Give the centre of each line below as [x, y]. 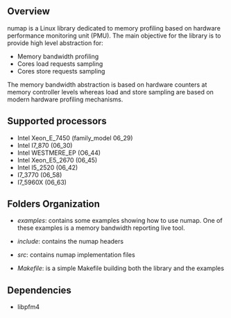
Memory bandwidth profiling [58, 56]
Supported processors [57, 121]
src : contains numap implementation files [76, 255]
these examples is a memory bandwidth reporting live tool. [101, 228]
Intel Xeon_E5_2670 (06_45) [57, 160]
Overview [29, 11]
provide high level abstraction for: [55, 43]
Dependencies [39, 290]
